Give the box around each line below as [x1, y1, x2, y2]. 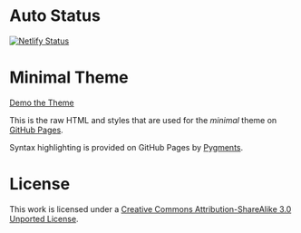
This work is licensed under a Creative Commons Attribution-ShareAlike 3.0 [9, 203, 292, 214]
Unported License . [9, 213, 79, 224]
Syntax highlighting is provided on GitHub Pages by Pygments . [9, 141, 244, 152]
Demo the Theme [9, 97, 74, 108]
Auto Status [9, 5, 102, 26]
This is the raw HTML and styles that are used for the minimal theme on [9, 114, 277, 125]
